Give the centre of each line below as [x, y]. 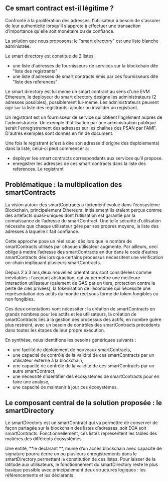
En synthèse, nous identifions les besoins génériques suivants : [71, 340]
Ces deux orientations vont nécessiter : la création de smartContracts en [80, 308]
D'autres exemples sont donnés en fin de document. [59, 133]
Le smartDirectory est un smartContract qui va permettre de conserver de [81, 423]
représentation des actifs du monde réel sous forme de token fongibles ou [82, 293]
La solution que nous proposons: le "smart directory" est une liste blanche [82, 41]
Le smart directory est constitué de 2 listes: [50, 56]
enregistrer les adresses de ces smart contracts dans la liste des [79, 164]
